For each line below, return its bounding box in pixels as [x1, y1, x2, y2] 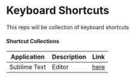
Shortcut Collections [6, 37, 59, 45]
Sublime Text [9, 63, 46, 71]
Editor [52, 63, 69, 71]
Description [52, 52, 86, 61]
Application [10, 52, 45, 61]
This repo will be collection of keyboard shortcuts [6, 24, 130, 31]
